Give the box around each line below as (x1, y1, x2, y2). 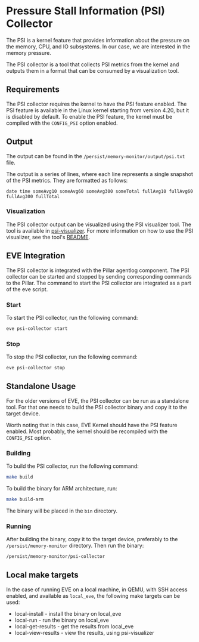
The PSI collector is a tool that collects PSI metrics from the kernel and (6, 61, 179, 68)
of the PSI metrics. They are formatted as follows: (6, 177, 128, 184)
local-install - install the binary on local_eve (14, 610, 122, 617)
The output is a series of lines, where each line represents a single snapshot (6, 170, 194, 177)
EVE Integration (6, 251, 66, 261)
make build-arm (6, 496, 44, 502)
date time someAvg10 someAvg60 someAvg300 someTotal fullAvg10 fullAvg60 (6, 188, 194, 195)
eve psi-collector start (6, 325, 68, 332)
